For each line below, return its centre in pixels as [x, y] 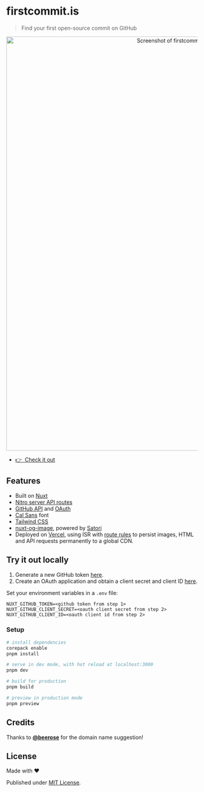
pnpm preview [23, 703]
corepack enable [27, 648]
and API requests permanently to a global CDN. [74, 541]
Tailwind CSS [32, 522]
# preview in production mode [45, 698]
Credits [21, 722]
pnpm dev [17, 670]
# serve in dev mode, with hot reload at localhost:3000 [80, 665]
